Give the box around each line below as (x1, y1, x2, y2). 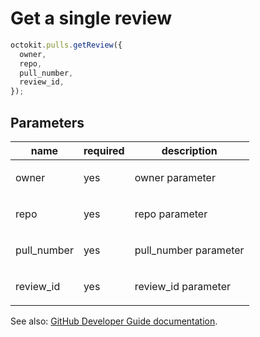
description (161, 144, 218, 157)
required (83, 144, 125, 157)
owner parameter (134, 171, 216, 184)
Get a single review (10, 7, 173, 30)
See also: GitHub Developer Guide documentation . (10, 315, 218, 327)
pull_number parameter (134, 243, 245, 257)
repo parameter (134, 207, 208, 221)
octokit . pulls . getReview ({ (10, 40, 123, 50)
